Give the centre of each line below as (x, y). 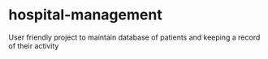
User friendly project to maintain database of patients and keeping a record (134, 37)
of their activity (34, 45)
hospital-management (85, 15)
